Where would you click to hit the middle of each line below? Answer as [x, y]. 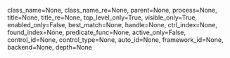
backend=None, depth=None [50, 47]
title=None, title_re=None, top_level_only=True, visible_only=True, [102, 17]
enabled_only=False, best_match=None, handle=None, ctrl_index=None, [113, 25]
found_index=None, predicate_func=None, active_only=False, [97, 32]
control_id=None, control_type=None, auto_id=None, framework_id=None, [115, 40]
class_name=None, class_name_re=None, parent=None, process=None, [113, 10]
